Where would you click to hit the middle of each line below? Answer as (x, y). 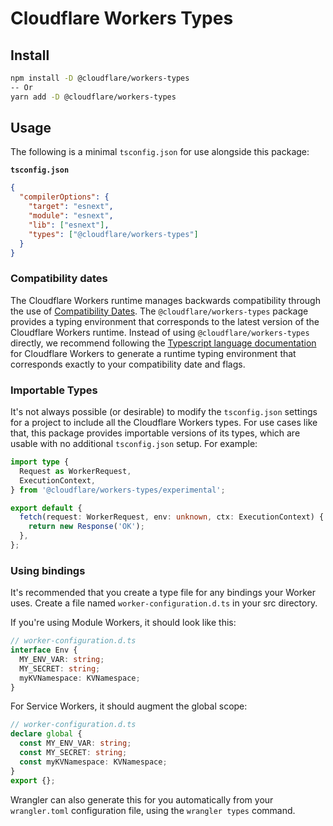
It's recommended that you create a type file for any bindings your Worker (163, 593)
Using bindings (48, 570)
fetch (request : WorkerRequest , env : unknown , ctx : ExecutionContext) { (172, 517)
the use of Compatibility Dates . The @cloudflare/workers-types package (159, 311)
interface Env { (44, 650)
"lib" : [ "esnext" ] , (69, 225)
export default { (46, 508)
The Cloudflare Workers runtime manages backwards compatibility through (165, 300)
